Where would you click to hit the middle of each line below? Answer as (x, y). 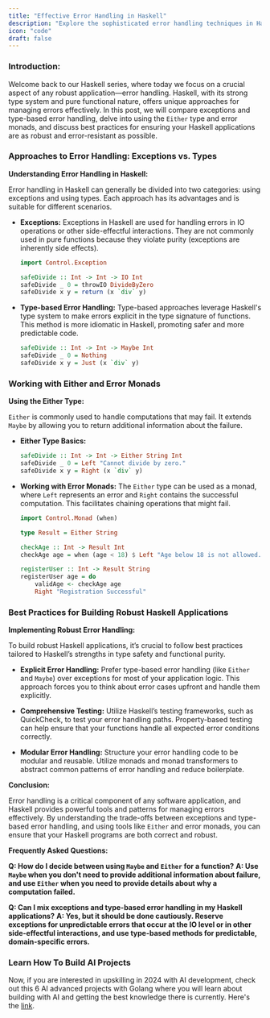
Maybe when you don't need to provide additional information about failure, (135, 875)
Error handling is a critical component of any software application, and (125, 801)
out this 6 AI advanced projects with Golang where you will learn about (125, 989)
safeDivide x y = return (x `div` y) (83, 292)
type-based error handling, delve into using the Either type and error (123, 118)
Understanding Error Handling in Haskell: (78, 173)
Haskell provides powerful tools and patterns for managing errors (117, 809)
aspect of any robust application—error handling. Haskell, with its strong (128, 93)
